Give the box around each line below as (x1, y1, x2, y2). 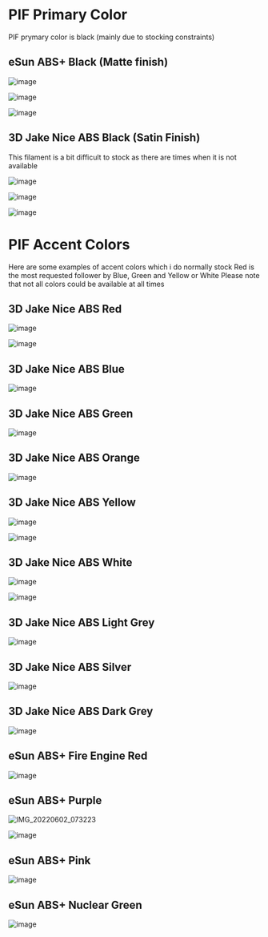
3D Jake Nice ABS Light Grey (8, 616, 155, 629)
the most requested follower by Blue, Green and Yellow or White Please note (8, 270, 260, 280)
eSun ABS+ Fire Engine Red (8, 749, 148, 763)
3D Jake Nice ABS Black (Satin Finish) (8, 131, 201, 145)
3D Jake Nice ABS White (8, 555, 133, 569)
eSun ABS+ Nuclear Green (8, 898, 142, 911)
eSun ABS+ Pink (8, 854, 91, 867)
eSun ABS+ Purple (8, 794, 102, 807)
